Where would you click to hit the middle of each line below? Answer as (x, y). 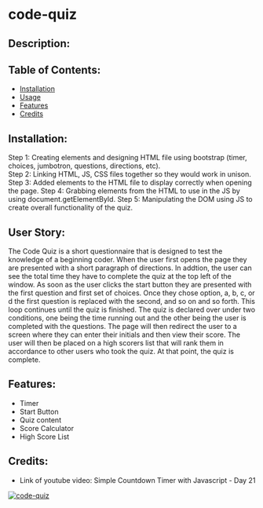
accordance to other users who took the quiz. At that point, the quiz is (121, 352)
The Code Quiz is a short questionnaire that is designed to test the (115, 251)
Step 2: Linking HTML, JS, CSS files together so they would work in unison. (130, 174)
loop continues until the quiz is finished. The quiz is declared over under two (132, 310)
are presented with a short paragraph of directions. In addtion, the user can (130, 268)
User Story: (37, 232)
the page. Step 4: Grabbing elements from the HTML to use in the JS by (124, 191)
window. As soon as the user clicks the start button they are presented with (130, 285)
